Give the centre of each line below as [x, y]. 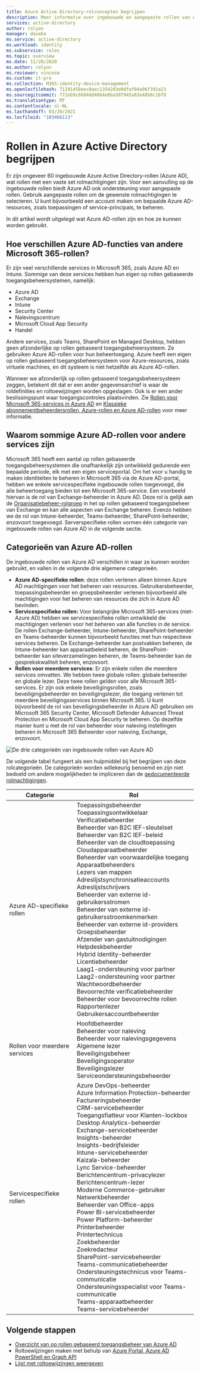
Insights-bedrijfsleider [108, 1145]
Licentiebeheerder [102, 961]
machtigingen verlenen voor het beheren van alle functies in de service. [103, 624]
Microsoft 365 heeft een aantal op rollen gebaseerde [71, 459]
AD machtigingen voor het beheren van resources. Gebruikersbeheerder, [104, 586]
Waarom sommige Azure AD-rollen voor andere [96, 435]
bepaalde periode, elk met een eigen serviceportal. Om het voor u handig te [99, 471]
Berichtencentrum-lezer [110, 1182]
